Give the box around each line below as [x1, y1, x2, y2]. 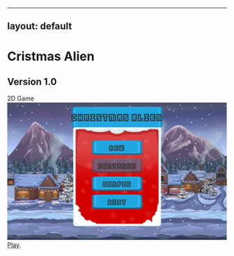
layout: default [7, 20, 72, 32]
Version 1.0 [7, 76, 57, 88]
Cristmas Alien [7, 48, 95, 64]
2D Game [7, 95, 35, 103]
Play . [7, 241, 22, 249]
